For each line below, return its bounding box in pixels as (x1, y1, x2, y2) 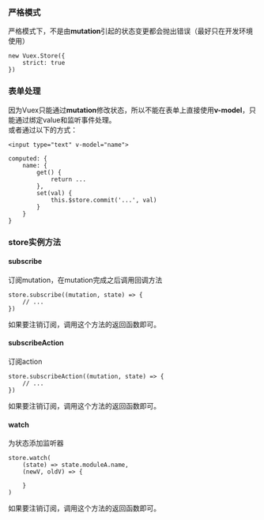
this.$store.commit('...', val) (50, 196, 157, 204)
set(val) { (36, 189, 73, 197)
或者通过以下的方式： (8, 125, 77, 134)
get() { (36, 168, 62, 176)
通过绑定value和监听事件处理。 (14, 115, 116, 124)
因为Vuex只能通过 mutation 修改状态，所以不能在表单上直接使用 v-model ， (8, 105, 250, 115)
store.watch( (8, 454, 51, 462)
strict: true (22, 59, 66, 67)
